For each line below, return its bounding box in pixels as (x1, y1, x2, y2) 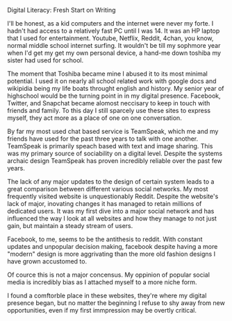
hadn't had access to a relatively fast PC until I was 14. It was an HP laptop (7, 27, 220, 35)
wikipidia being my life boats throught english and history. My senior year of (7, 85, 224, 92)
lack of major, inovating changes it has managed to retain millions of (7, 200, 202, 207)
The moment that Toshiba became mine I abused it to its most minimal (7, 69, 208, 78)
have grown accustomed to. (7, 257, 88, 266)
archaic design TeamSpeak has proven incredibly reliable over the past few (7, 157, 222, 165)
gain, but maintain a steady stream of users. (7, 222, 133, 229)
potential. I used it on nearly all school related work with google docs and (7, 77, 217, 85)
